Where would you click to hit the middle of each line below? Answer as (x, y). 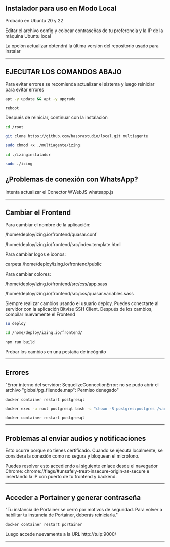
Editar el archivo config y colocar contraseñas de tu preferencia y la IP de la (84, 31)
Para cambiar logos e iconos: (36, 254)
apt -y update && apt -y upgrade (40, 99)
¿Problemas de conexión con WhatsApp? (72, 180)
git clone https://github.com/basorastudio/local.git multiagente (77, 136)
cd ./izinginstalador (28, 155)
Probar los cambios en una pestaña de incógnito (56, 352)
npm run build (20, 342)
